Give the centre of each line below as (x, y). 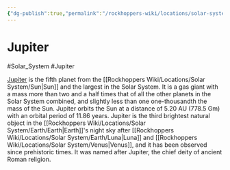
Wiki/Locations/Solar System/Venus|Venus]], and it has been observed (107, 145)
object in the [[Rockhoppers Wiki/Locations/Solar (76, 123)
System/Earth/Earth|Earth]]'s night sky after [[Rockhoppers (91, 130)
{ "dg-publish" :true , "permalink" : (55, 13)
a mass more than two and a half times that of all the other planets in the (109, 94)
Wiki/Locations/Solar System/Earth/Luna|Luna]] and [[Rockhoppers (102, 137)
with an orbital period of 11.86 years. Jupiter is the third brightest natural (108, 115)
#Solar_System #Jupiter (41, 66)
